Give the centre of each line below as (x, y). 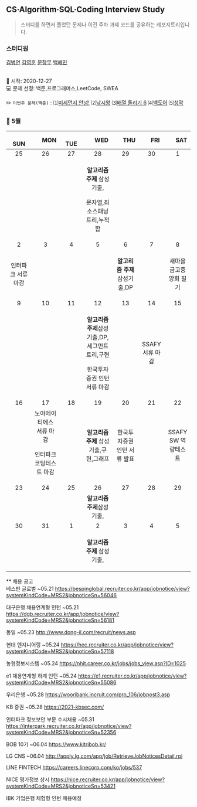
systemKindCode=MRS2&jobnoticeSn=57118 (60, 651)
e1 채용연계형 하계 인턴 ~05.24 (42, 676)
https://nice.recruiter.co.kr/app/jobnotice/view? (108, 779)
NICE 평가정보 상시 (28, 779)
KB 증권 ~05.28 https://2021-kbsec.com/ (55, 707)
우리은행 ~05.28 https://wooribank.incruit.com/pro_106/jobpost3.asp (88, 694)
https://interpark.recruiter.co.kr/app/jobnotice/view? (69, 726)
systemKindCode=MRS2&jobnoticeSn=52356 (61, 733)
